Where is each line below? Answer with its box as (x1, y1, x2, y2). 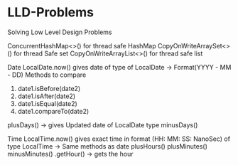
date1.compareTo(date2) (17, 107, 90, 115)
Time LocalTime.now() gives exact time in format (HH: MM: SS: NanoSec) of (7, 134, 231, 143)
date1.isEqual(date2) (17, 99, 78, 107)
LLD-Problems (7, 4, 94, 21)
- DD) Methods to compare (7, 70, 87, 79)
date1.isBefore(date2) (17, 84, 81, 92)
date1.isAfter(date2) (17, 92, 76, 100)
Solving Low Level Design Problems (7, 28, 112, 36)
